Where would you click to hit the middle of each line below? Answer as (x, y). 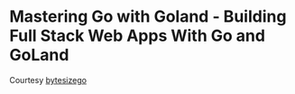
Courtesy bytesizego (48, 80)
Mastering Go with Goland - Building (148, 17)
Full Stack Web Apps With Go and (138, 36)
